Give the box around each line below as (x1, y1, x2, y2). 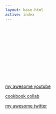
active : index (5, 12, 35, 17)
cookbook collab (5, 93, 40, 99)
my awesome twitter (5, 102, 47, 108)
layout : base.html (5, 7, 43, 13)
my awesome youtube (5, 83, 51, 89)
